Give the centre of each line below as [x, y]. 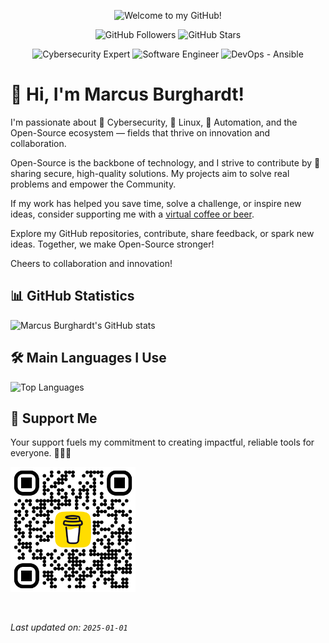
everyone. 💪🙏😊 [41, 453]
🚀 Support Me [54, 418]
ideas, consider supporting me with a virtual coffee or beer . [132, 214]
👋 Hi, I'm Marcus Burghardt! [127, 94]
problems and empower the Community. [93, 184]
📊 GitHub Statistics [72, 296]
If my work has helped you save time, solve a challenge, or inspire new [156, 203]
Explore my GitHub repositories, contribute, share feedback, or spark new [162, 233]
